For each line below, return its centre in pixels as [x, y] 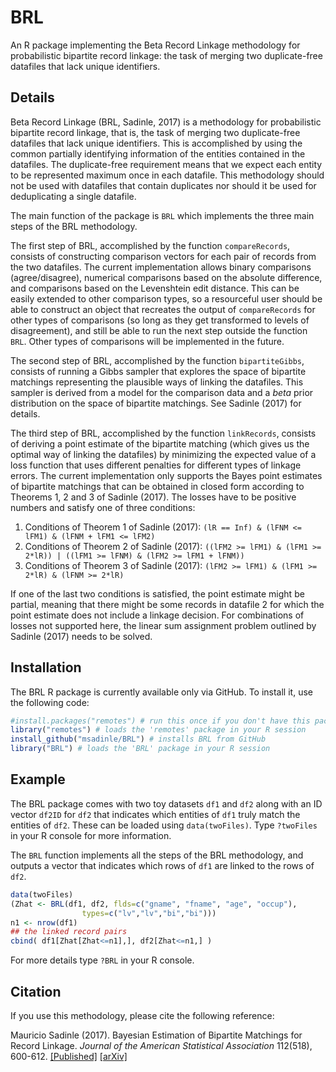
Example [38, 779]
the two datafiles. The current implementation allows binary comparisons [161, 267]
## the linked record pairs [69, 932]
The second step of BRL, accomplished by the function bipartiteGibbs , [157, 360]
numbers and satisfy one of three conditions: [103, 507]
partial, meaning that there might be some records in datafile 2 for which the [167, 604]
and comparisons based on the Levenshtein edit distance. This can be [155, 288]
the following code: [50, 702]
